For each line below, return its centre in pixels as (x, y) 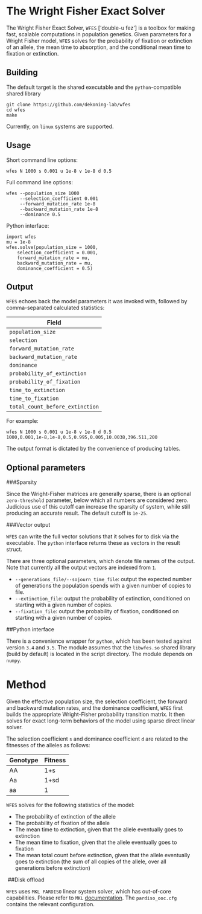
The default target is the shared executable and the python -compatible (94, 87)
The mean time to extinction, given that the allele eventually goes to (99, 829)
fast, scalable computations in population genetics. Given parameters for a (99, 34)
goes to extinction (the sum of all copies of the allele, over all (91, 861)
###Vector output (28, 525)
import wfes (21, 237)
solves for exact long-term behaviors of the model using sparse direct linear (101, 721)
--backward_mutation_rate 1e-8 (59, 209)
